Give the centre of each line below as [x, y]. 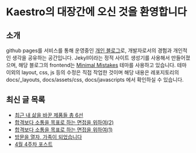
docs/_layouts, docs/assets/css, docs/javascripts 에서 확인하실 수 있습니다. [95, 80]
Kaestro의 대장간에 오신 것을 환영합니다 [97, 12]
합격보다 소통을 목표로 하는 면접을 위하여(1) [63, 130]
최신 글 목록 [26, 100]
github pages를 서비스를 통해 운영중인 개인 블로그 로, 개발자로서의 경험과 [89, 51]
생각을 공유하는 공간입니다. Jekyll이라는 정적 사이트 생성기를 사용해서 [91, 58]
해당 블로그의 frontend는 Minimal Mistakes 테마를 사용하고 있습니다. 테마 [103, 65]
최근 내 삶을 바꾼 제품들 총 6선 [49, 115]
